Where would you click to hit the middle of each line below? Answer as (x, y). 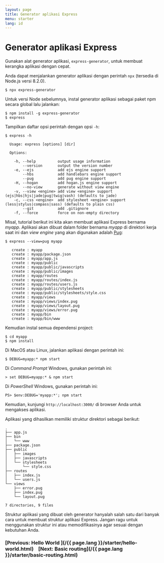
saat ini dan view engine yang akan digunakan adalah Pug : (64, 232)
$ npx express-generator (30, 90)
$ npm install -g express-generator (42, 113)
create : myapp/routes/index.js (45, 280)
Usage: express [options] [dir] (43, 144)
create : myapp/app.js (35, 259)
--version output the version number (68, 166)
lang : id (14, 23)
